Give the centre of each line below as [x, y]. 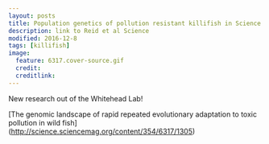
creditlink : [36, 76]
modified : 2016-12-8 [43, 38]
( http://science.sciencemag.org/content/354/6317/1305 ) [102, 131]
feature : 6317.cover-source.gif [70, 61]
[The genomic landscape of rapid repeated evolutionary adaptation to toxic [133, 114]
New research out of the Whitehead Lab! [76, 98]
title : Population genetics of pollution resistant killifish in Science [135, 23]
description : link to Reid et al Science [79, 31]
